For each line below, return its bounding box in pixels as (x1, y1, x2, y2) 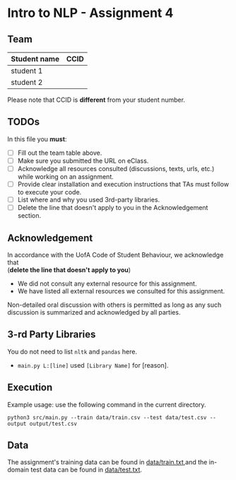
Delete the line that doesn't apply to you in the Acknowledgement (17, 204, 208, 212)
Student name (11, 54, 60, 64)
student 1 (11, 66, 43, 76)
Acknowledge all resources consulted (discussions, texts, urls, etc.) (17, 164, 215, 172)
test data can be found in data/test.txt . (30, 465, 143, 474)
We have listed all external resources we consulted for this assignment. (17, 287, 225, 295)
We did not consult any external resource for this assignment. (17, 279, 197, 288)
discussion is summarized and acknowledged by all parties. (7, 308, 181, 316)
